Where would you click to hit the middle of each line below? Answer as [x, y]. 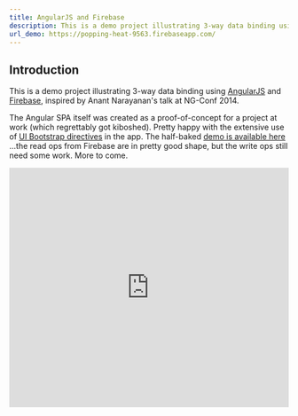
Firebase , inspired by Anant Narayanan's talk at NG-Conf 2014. [124, 101]
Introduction [44, 70]
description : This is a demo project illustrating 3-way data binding [142, 26]
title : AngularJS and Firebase [67, 17]
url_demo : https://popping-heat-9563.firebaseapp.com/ [113, 34]
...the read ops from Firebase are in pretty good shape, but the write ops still [149, 146]
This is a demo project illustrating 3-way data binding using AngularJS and [145, 91]
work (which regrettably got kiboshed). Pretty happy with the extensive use [147, 127]
